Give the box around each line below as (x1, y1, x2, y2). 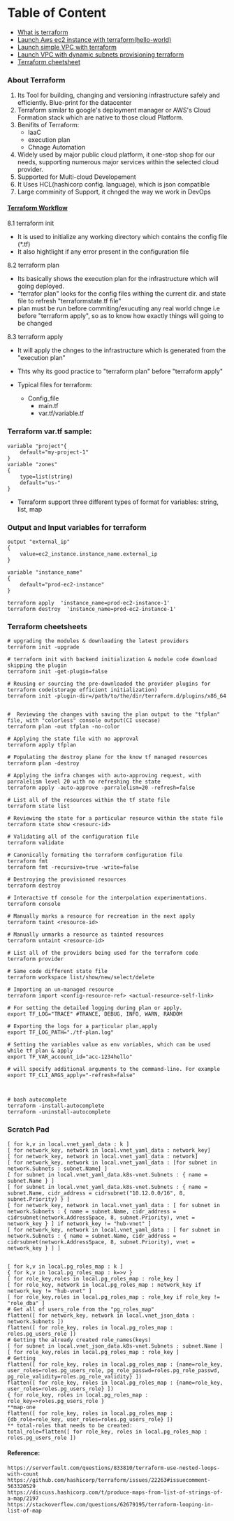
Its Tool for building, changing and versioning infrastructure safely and (17, 91, 220, 99)
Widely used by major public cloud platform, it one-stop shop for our (17, 150, 215, 159)
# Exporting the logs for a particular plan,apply (7, 1023, 158, 1030)
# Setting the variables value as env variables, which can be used (7, 1041, 211, 1048)
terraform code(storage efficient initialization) (7, 686, 158, 693)
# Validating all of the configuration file (7, 833, 139, 840)
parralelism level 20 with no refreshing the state (7, 778, 161, 786)
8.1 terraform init (7, 219, 54, 228)
